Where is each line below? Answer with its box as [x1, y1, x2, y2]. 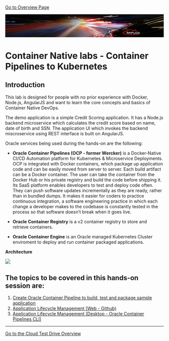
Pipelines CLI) [12, 316, 42, 322]
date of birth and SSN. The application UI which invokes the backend [5, 125, 148, 131]
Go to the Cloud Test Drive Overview [5, 330, 81, 336]
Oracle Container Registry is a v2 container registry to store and [12, 218, 147, 224]
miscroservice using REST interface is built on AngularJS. [5, 130, 124, 136]
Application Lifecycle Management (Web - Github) [12, 305, 117, 311]
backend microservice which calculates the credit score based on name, [5, 120, 156, 126]
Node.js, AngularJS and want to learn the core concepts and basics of [5, 99, 151, 105]
